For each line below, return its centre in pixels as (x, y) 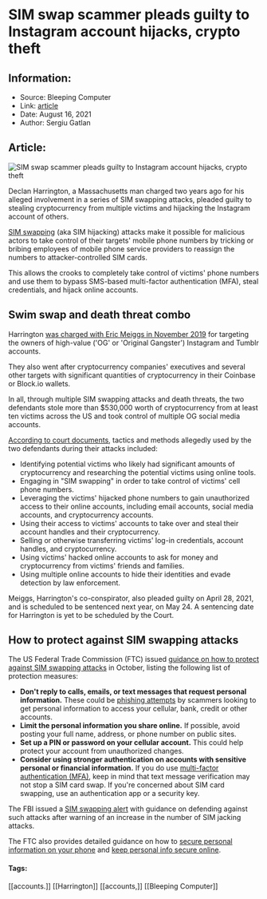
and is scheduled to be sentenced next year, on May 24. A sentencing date (131, 606)
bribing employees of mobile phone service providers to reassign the (122, 248)
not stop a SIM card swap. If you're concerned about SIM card (122, 785)
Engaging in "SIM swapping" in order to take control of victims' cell (130, 481)
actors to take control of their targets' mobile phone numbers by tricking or (131, 240)
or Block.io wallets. (39, 383)
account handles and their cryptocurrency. (90, 532)
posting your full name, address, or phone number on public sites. (128, 734)
